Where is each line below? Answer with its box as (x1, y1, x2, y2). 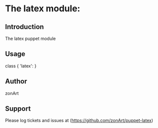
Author (5, 77, 27, 86)
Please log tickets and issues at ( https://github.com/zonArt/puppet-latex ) (5, 118, 154, 124)
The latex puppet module (5, 35, 56, 41)
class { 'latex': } (5, 63, 37, 69)
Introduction (5, 23, 44, 31)
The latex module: (5, 3, 80, 14)
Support (5, 104, 31, 113)
